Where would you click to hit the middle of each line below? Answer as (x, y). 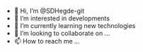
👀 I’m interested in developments (62, 18)
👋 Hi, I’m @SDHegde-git (49, 11)
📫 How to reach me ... (47, 41)
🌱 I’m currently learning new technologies (75, 26)
